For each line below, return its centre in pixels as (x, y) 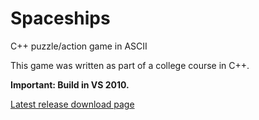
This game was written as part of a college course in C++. (130, 65)
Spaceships (60, 18)
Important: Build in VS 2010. (70, 84)
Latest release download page (72, 104)
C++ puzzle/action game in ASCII (79, 46)
